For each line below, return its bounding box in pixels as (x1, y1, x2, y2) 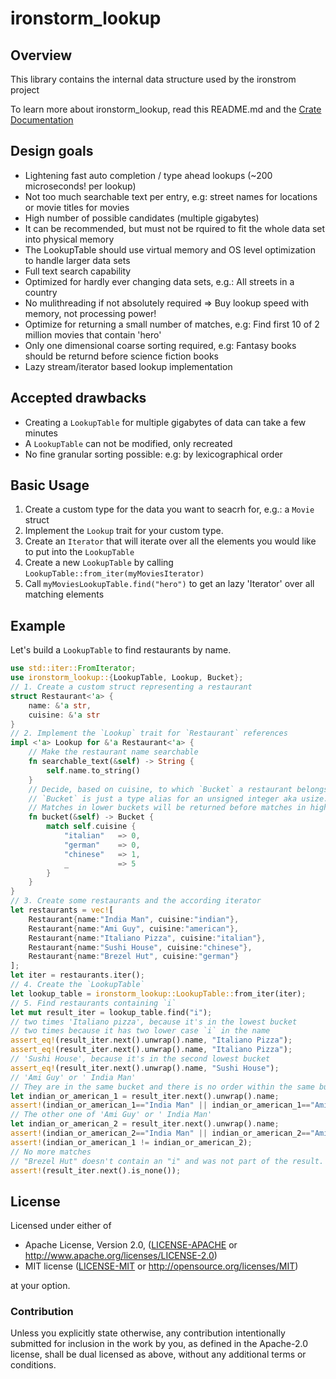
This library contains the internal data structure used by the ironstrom (10, 73, 297, 85)
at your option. (10, 1280, 71, 1292)
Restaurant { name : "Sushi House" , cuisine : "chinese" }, (28, 942, 253, 952)
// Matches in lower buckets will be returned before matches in (28, 803, 307, 813)
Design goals (10, 143, 94, 160)
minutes (24, 427, 58, 439)
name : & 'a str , (28, 700, 92, 711)
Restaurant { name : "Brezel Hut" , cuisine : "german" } (28, 952, 240, 962)
